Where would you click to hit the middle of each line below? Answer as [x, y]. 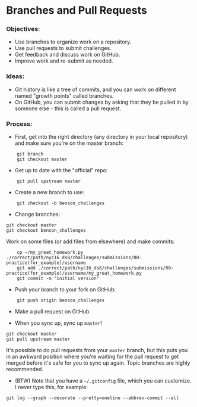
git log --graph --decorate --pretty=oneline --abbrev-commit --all [93, 398]
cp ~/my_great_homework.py [50, 253]
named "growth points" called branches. [64, 95]
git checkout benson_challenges [46, 231]
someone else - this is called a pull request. [68, 108]
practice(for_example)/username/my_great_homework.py [74, 274]
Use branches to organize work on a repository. [73, 42]
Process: [19, 124]
